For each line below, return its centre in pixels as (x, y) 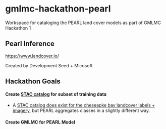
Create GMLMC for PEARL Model (40, 122)
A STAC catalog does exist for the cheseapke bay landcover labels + (84, 105)
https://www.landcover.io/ (32, 56)
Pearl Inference (30, 44)
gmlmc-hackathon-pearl (58, 9)
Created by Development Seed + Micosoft (49, 65)
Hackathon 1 (18, 28)
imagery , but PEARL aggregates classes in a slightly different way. (81, 110)
